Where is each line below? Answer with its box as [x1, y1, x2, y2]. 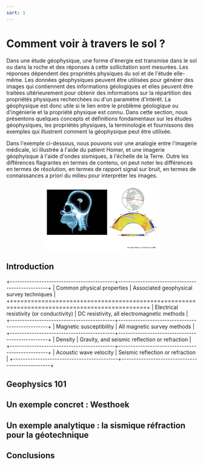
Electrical [155, 304, 179, 311]
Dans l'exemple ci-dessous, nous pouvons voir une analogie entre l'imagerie [6, 140, 198, 147]
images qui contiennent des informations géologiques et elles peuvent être [6, 83, 193, 90]
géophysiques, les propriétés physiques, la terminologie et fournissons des [6, 121, 194, 129]
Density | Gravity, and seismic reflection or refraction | [56, 336, 191, 343]
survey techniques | [6, 290, 56, 297]
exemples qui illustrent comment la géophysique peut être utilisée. [6, 127, 172, 135]
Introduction [6, 262, 55, 272]
